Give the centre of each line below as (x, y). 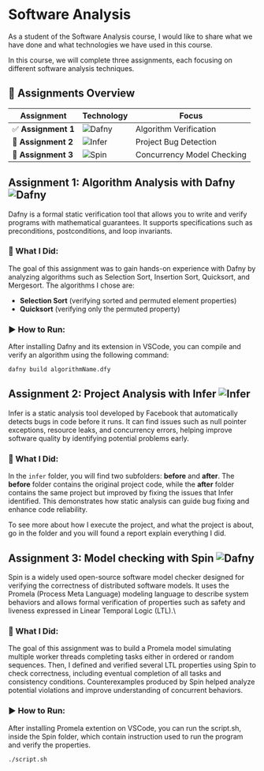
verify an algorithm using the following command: (89, 355)
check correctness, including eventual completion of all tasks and (115, 674)
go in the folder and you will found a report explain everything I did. (117, 533)
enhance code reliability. (48, 510)
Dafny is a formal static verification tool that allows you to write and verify (128, 214)
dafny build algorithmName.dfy (59, 370)
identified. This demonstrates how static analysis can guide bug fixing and (129, 501)
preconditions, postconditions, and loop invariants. (91, 231)
